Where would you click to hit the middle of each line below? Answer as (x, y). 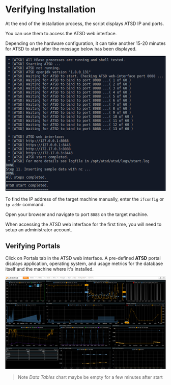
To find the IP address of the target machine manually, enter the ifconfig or (85, 199)
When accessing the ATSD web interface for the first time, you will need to (83, 224)
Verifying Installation (50, 9)
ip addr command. (25, 205)
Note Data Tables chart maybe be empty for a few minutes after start (90, 377)
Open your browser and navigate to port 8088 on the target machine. (77, 214)
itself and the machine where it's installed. (50, 269)
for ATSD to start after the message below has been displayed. (71, 49)
